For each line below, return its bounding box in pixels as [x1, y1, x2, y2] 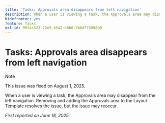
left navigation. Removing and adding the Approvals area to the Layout [5, 98, 147, 104]
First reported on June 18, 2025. [5, 113, 70, 119]
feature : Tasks [5, 21, 36, 26]
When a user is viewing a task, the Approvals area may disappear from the [5, 92, 156, 98]
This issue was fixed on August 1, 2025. [5, 83, 85, 89]
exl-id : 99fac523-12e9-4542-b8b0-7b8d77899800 [5, 26, 102, 31]
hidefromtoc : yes [5, 16, 41, 21]
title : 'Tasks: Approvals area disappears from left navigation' [5, 7, 141, 12]
